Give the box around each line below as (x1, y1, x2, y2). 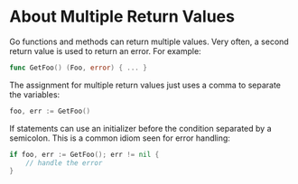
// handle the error (25, 158, 103, 168)
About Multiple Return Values (9, 6, 235, 27)
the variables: (9, 88, 61, 100)
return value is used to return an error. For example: (9, 45, 201, 56)
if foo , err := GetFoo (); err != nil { (9, 150, 160, 159)
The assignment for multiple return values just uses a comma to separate (9, 79, 282, 90)
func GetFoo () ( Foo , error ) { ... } (9, 63, 147, 72)
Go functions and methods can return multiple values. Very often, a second (9, 36, 289, 47)
